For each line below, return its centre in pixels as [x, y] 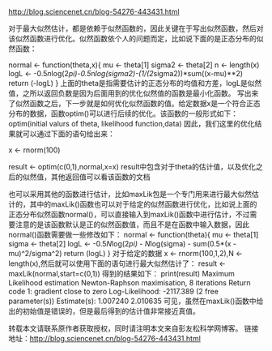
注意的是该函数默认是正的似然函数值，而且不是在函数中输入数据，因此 [132, 225]
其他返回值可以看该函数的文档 [100, 177]
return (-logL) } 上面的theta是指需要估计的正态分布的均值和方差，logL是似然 [135, 83]
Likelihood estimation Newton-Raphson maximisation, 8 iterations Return [130, 283]
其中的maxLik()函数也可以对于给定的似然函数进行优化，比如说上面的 [143, 204]
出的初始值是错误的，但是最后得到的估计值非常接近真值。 [104, 311]
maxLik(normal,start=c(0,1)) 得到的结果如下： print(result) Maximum [121, 274]
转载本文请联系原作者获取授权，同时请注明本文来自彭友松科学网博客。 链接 [134, 328]
